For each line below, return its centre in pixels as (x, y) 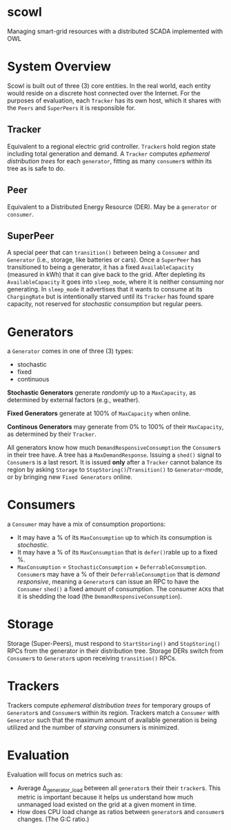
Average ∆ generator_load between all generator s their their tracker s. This (119, 788)
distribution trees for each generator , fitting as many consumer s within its (110, 161)
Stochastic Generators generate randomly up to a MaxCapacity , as (102, 393)
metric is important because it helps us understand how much (105, 797)
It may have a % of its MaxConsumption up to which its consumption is (114, 538)
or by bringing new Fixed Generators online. (70, 477)
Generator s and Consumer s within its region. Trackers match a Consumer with (113, 713)
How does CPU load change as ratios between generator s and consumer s (121, 811)
